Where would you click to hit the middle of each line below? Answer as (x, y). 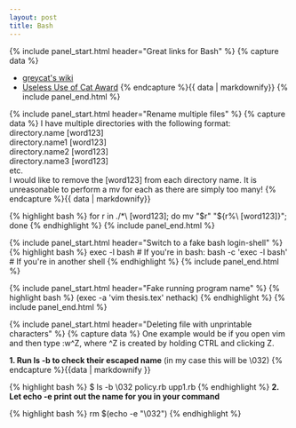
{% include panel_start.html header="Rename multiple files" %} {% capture (148, 114)
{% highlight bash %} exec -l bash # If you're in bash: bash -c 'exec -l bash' (148, 252)
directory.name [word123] (56, 132)
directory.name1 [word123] (58, 142)
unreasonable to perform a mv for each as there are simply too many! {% (143, 189)
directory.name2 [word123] (59, 151)
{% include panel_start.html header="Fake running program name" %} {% (144, 288)
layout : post (33, 17)
